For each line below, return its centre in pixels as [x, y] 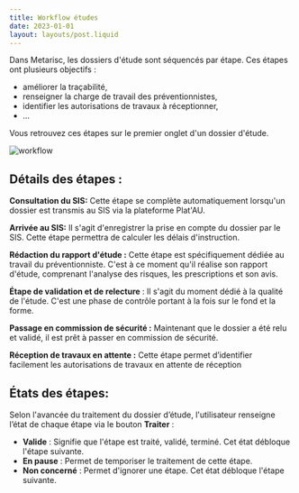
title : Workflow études [54, 18]
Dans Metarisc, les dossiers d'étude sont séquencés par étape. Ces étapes [149, 60]
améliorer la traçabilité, [65, 87]
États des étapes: [59, 393]
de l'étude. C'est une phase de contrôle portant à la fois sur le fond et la [143, 301]
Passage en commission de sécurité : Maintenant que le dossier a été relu [148, 328]
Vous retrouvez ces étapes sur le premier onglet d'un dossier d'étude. [139, 133]
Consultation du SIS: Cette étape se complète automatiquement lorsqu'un [147, 201]
